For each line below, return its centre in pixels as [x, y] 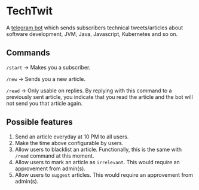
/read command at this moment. [54, 156]
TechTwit [29, 11]
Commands [28, 53]
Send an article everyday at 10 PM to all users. [72, 137]
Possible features [39, 122]
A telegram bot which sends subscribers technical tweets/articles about [95, 28]
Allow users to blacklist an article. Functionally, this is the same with [98, 149]
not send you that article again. [44, 103]
